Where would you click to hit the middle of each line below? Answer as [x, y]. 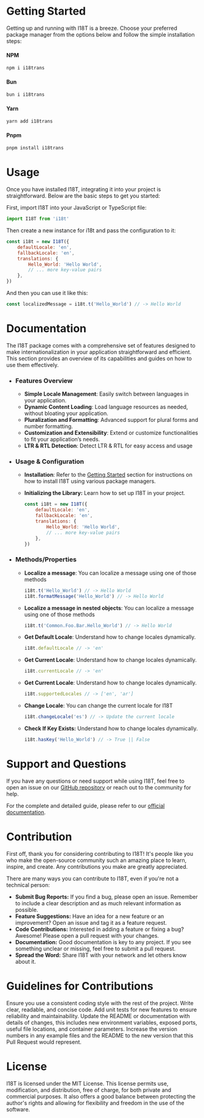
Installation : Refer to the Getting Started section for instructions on [108, 475]
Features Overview [44, 380]
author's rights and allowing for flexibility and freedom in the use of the [95, 1103]
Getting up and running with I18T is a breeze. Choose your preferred [92, 28]
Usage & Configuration [49, 461]
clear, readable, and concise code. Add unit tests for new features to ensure [102, 1009]
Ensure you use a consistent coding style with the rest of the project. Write [100, 1003]
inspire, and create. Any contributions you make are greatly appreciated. [97, 866]
